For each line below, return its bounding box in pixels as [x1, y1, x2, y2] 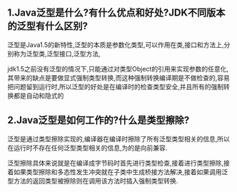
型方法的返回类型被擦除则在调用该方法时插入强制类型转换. [7, 176, 178, 185]
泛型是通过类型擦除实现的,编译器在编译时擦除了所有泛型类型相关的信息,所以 [7, 134, 231, 143]
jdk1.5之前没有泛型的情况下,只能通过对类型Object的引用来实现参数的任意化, [7, 64, 228, 73]
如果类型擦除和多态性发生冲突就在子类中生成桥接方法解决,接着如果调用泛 [13, 167, 228, 176]
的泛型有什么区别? [7, 20, 88, 32]
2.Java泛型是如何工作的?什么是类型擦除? [7, 114, 190, 126]
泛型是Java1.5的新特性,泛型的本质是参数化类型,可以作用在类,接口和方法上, [7, 40, 224, 49]
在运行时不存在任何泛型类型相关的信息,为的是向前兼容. [7, 143, 168, 152]
